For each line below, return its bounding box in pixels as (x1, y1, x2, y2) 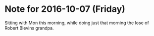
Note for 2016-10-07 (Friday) (4, 3, 126, 15)
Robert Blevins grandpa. (4, 25, 54, 31)
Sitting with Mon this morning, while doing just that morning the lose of (4, 20, 149, 26)
